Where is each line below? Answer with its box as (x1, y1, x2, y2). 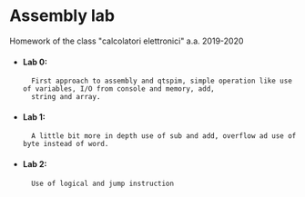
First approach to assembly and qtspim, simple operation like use (31, 76, 293, 86)
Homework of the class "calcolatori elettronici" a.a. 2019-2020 (9, 35, 244, 46)
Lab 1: (22, 111, 46, 123)
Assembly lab (9, 5, 116, 26)
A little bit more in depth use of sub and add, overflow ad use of (31, 132, 297, 141)
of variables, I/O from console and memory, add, (22, 84, 216, 94)
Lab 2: (22, 158, 47, 169)
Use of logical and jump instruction (31, 179, 175, 188)
